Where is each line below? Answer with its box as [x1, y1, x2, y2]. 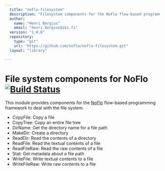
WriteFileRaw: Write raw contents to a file [12, 161, 96, 167]
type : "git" [14, 39, 38, 44]
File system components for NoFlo [5, 73, 148, 85]
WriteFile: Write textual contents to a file [12, 156, 93, 162]
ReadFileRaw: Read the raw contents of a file [12, 146, 103, 151]
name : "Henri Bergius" [14, 21, 60, 26]
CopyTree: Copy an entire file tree [12, 120, 81, 126]
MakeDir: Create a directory [12, 130, 69, 136]
